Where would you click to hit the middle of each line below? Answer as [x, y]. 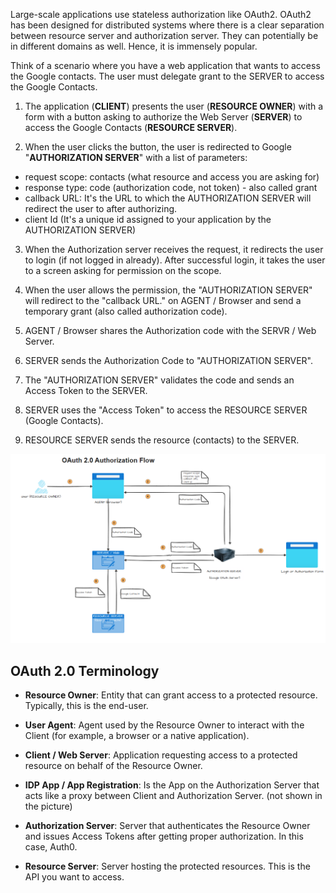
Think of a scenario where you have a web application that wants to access [165, 65]
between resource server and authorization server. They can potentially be [164, 35]
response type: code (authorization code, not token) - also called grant [171, 187]
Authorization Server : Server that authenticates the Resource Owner [167, 826]
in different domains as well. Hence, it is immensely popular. [134, 46]
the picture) [48, 806]
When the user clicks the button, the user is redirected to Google [158, 147]
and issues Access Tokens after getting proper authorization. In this [164, 836]
